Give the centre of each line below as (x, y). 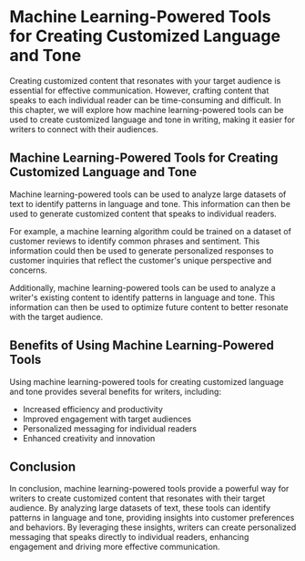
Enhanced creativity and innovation (89, 438)
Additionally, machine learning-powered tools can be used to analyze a (142, 287)
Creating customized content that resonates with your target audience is (145, 80)
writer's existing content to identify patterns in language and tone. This (142, 297)
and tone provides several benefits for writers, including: (115, 391)
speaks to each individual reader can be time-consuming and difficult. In (146, 100)
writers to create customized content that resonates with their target (137, 498)
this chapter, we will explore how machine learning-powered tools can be (147, 109)
